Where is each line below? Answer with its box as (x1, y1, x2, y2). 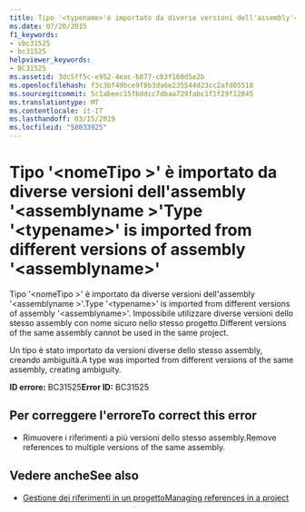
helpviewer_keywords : (9, 55, 92, 64)
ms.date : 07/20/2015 (9, 22, 88, 31)
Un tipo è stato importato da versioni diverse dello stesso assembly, (9, 344, 263, 355)
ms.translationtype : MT (9, 97, 100, 107)
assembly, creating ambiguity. (9, 364, 122, 375)
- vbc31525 (9, 38, 51, 48)
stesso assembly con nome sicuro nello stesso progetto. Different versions (9, 317, 287, 328)
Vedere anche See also (9, 468, 139, 484)
